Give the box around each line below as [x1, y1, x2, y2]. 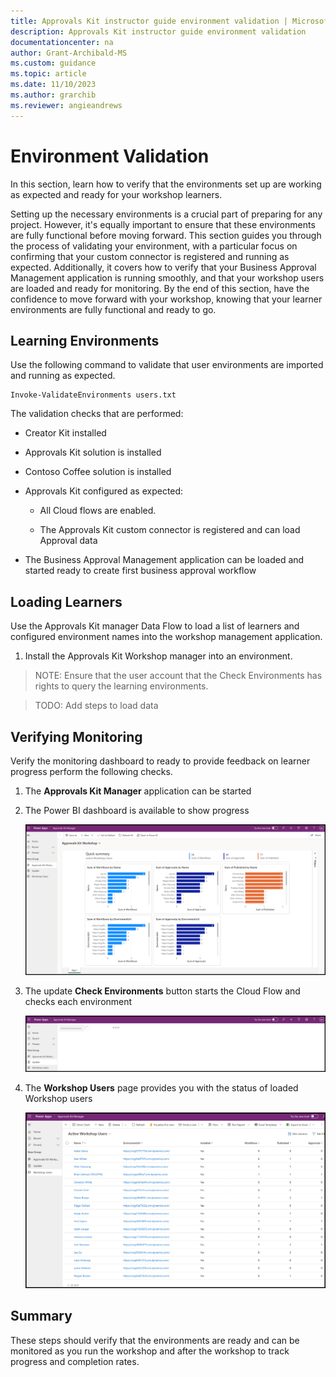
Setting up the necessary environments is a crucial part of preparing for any [10, 208, 323, 220]
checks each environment [24, 996, 133, 1008]
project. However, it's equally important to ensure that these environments [10, 218, 316, 230]
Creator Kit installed [24, 427, 107, 439]
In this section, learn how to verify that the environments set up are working [10, 178, 322, 190]
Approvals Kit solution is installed [24, 446, 162, 459]
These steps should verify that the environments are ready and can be [10, 1334, 300, 1346]
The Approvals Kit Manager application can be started [24, 785, 252, 797]
